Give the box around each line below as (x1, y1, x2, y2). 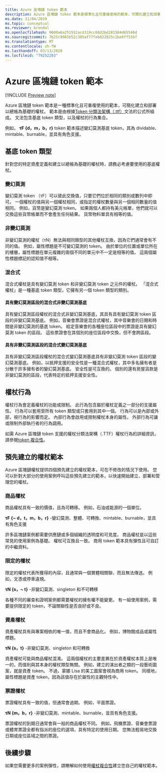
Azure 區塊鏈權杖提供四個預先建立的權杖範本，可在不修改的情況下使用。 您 (5, 467, 157, 473)
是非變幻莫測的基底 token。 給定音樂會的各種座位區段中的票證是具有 (9, 323, 148, 330)
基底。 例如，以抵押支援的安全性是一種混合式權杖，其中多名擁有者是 (18, 360, 157, 366)
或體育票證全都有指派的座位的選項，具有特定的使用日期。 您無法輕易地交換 (5, 727, 157, 733)
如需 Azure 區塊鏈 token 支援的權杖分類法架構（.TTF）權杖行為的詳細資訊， (5, 431, 159, 437)
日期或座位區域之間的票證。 (5, 733, 61, 739)
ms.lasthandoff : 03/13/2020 (5, 48, 63, 53)
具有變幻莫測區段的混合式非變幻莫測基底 (5, 299, 87, 305)
